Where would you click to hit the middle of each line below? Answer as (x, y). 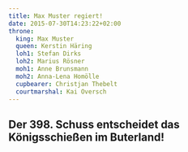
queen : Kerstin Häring (54, 46)
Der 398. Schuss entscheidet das (94, 124)
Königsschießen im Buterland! (86, 137)
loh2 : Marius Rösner (50, 62)
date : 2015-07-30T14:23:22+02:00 (65, 24)
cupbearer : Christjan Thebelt (66, 84)
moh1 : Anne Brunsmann (52, 69)
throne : (21, 31)
